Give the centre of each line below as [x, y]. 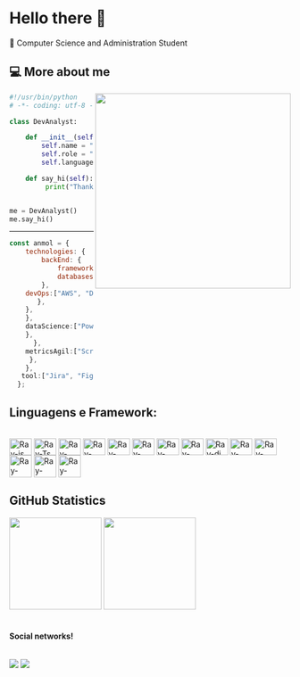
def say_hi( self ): [59, 178]
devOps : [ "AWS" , [54, 293]
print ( [57, 186]
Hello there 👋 [58, 18]
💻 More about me [60, 72]
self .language [67, 162]
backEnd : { [62, 260]
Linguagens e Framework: [83, 413]
